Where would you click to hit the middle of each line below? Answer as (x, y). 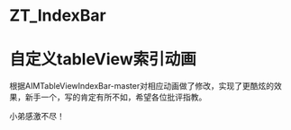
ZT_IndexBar (58, 16)
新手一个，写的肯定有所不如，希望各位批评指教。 (116, 97)
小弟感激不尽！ (37, 117)
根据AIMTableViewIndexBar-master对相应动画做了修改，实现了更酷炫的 (142, 86)
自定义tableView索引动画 (103, 60)
